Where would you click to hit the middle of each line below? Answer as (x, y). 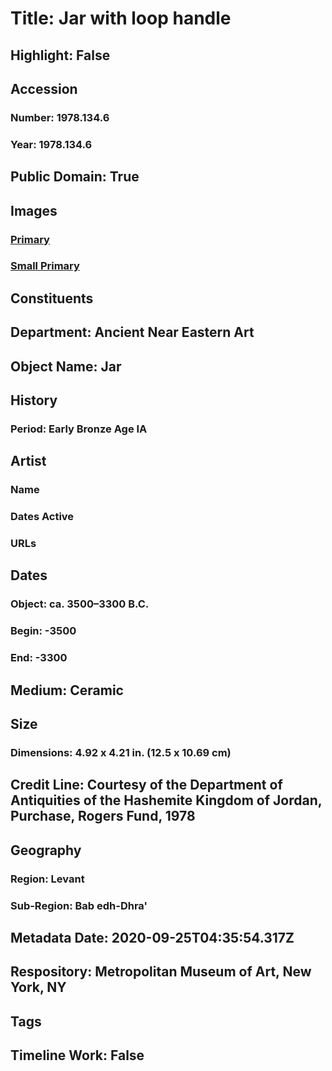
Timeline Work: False (77, 1055)
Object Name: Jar (66, 366)
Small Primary (45, 266)
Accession (44, 88)
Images (34, 210)
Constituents (52, 298)
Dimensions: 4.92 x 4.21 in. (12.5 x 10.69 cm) (121, 752)
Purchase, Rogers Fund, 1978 (103, 816)
